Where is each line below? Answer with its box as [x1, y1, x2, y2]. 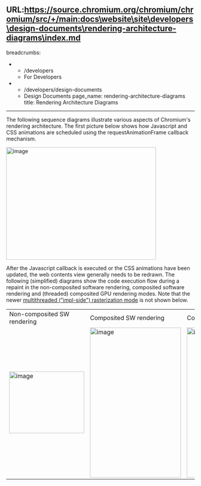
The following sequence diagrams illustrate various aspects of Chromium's [6, 116, 191, 123]
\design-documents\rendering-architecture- [6, 23, 176, 34]
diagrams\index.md [6, 33, 81, 43]
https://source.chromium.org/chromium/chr [24, 5, 194, 15]
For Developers [23, 73, 62, 80]
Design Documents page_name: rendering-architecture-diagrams [23, 92, 185, 100]
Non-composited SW [9, 310, 70, 318]
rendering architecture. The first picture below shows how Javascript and [6, 122, 187, 130]
